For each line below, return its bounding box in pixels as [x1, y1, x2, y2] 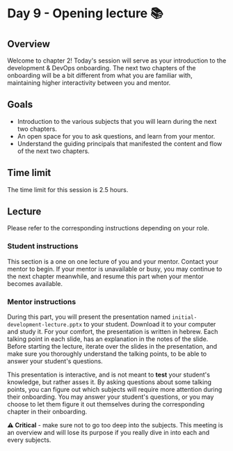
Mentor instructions [7, 296, 77, 306]
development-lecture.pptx [7, 322, 82, 329]
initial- [171, 314, 198, 321]
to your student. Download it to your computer [83, 320, 216, 329]
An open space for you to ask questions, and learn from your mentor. [17, 132, 216, 140]
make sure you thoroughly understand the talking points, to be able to [7, 349, 207, 358]
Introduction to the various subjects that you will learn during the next [17, 117, 217, 125]
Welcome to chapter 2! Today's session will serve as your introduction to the [7, 56, 227, 65]
